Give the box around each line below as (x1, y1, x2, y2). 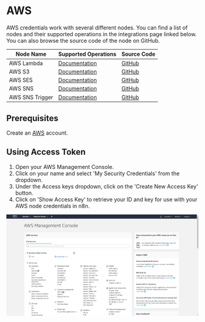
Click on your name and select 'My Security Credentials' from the (15, 170, 180, 177)
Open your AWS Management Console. (15, 163, 114, 170)
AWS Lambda (9, 59, 43, 67)
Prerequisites (6, 113, 59, 123)
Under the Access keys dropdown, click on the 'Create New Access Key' (15, 182, 198, 190)
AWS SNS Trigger (9, 93, 54, 101)
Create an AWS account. (6, 129, 68, 137)
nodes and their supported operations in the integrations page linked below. (6, 30, 197, 37)
